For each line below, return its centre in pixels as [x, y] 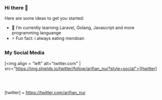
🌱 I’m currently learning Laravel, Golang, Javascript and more [73, 28]
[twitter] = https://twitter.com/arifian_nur [45, 92]
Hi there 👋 [17, 8]
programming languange [36, 33]
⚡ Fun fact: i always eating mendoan [48, 38]
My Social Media [25, 53]
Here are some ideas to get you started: [45, 18]
